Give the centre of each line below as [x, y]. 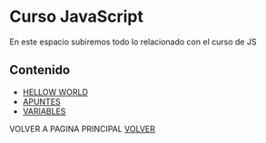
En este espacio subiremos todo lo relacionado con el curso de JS [133, 42]
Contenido [40, 70]
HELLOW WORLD [55, 91]
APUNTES [41, 101]
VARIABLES [44, 111]
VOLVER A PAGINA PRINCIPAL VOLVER [83, 129]
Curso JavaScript [76, 17]
